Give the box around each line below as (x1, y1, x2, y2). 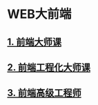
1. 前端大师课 (7, 36, 62, 48)
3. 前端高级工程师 (7, 87, 81, 99)
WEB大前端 (7, 6, 72, 22)
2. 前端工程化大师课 (7, 61, 91, 73)
